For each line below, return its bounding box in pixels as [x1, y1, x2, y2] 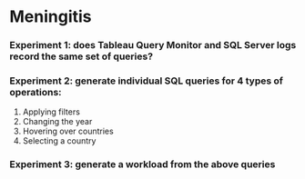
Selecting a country [22, 135, 97, 146]
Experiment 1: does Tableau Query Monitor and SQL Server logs [9, 39, 297, 52]
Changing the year [22, 116, 93, 127]
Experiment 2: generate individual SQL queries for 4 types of [9, 75, 284, 87]
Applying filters [22, 106, 80, 117]
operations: [9, 86, 62, 99]
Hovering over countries [22, 125, 114, 137]
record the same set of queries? [9, 50, 153, 63]
